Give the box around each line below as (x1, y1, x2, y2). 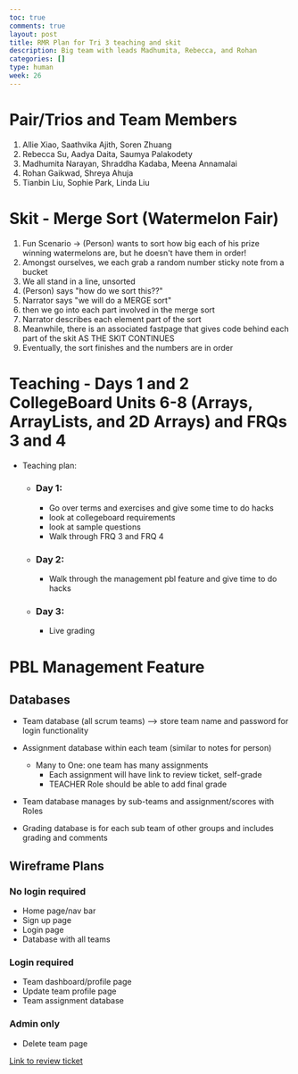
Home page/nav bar (21, 905, 96, 916)
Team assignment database (21, 995, 125, 1006)
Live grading (48, 626, 95, 637)
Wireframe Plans (9, 858, 104, 873)
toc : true (9, 12, 46, 22)
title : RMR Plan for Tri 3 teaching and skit (9, 37, 181, 47)
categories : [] (9, 54, 66, 63)
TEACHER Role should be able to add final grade (48, 778, 228, 790)
